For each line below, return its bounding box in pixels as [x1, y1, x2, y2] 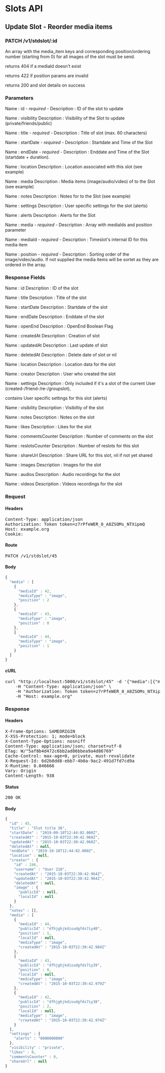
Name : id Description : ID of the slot [5, 285, 79, 291]
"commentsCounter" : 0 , [9, 1054, 58, 1059]
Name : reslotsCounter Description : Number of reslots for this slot [5, 443, 139, 449]
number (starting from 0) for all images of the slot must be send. [5, 54, 135, 60]
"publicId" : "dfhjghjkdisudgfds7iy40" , [18, 926, 102, 931]
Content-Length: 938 [5, 773, 55, 778]
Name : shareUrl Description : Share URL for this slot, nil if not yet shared [5, 452, 153, 458]
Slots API [5, 3, 43, 14]
